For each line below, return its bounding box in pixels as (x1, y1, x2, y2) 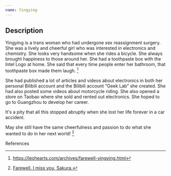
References (5, 140, 30, 146)
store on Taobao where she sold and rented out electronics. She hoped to (5, 94, 160, 100)
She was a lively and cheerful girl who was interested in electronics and (5, 45, 156, 51)
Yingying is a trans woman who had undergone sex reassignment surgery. (5, 40, 161, 46)
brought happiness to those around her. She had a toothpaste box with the (5, 56, 161, 62)
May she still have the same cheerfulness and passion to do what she (5, 124, 151, 130)
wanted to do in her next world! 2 (5, 130, 75, 136)
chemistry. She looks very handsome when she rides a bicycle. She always (5, 50, 163, 56)
